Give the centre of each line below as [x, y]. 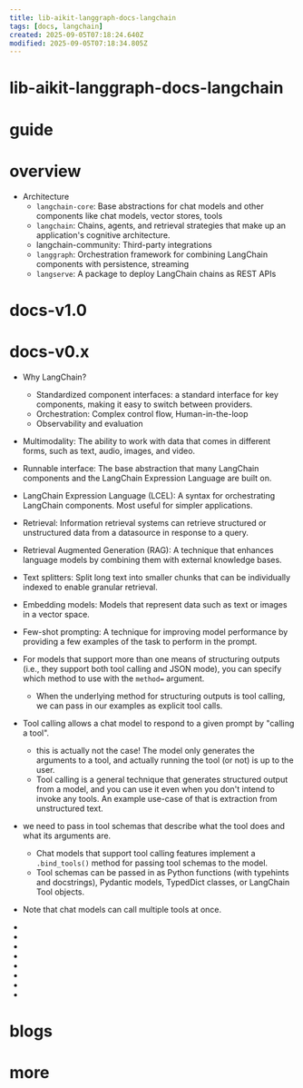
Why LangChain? [54, 377]
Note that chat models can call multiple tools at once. [122, 909]
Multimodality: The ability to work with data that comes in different [147, 440]
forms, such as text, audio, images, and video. [109, 450]
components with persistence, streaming [112, 263]
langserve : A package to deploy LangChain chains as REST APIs [156, 273]
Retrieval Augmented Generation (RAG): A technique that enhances [148, 549]
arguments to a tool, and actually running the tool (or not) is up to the [165, 760]
